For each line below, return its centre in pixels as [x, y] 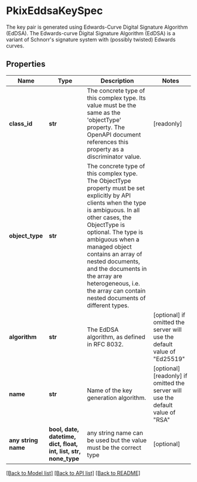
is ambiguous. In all [113, 210]
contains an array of [115, 254]
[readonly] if [170, 375]
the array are [105, 276]
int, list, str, [65, 451]
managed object [109, 246]
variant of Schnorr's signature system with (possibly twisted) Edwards [91, 39]
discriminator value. [114, 157]
